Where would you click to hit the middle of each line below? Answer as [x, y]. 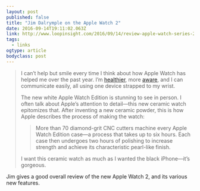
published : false [28, 17]
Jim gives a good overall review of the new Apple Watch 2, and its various [97, 176]
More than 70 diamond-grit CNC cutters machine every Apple [111, 128]
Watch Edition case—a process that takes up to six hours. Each [113, 134]
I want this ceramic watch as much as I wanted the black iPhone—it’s [105, 158]
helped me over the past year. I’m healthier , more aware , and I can [102, 79]
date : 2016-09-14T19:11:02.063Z [46, 28]
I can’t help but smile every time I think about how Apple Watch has [103, 73]
